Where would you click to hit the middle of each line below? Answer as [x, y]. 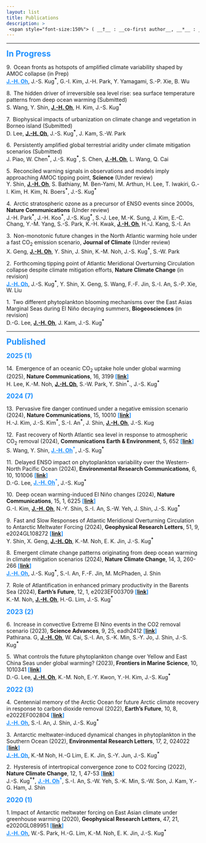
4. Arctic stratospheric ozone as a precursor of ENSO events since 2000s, [100, 204]
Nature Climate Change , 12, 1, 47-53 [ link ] [60, 774]
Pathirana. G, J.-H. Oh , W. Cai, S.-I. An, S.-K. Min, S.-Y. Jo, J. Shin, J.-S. [97, 637]
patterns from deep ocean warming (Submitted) [67, 99]
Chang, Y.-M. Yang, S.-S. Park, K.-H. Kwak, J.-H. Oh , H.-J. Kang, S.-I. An [99, 224]
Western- [177, 462]
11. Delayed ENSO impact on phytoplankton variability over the [85, 462]
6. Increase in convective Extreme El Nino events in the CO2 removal [93, 624]
